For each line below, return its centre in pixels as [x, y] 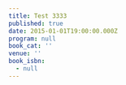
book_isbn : [27, 62]
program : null [33, 38]
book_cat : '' [30, 46]
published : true [36, 23]
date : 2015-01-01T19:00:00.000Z [63, 31]
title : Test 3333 [38, 16]
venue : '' [25, 53]
